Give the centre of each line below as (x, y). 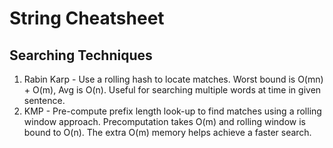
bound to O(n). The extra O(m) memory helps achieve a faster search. (167, 132)
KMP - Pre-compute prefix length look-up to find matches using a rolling (172, 111)
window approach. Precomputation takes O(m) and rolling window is (164, 121)
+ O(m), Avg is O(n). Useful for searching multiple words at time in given (172, 90)
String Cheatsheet (87, 18)
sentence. (44, 100)
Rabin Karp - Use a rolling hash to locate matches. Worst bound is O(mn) (173, 79)
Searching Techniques (81, 55)
